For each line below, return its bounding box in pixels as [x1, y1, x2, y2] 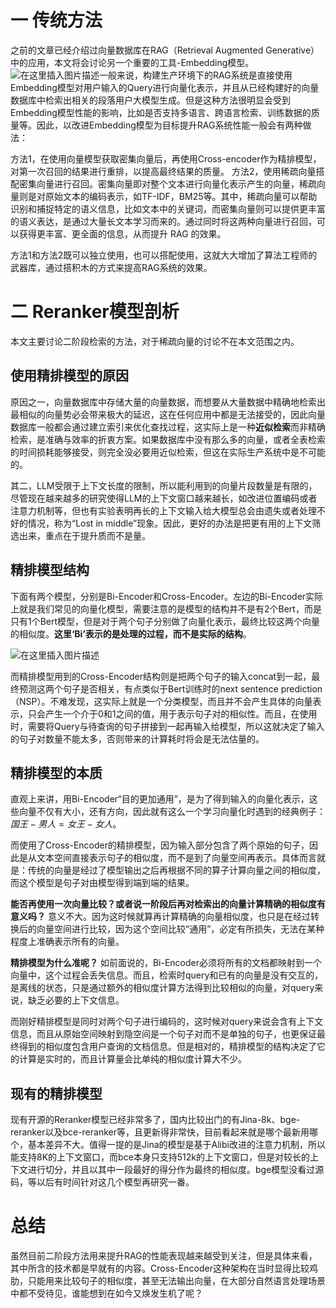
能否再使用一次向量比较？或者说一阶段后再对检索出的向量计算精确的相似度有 [10, 898, 326, 910]
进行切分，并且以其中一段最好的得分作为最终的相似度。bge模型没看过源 [27, 1164, 325, 1176]
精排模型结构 [10, 562, 90, 579]
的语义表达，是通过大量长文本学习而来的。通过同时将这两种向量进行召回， [10, 215, 317, 227]
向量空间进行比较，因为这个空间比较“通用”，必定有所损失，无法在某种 [36, 923, 325, 935]
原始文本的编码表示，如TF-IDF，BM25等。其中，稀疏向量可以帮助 [44, 190, 318, 202]
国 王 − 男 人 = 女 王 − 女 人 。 [10, 818, 122, 830]
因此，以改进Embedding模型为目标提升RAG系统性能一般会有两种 [36, 119, 303, 131]
